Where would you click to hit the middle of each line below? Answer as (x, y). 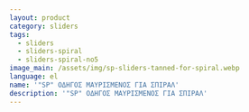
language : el (34, 77)
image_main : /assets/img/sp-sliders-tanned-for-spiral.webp (125, 69)
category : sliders (44, 26)
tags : (19, 34)
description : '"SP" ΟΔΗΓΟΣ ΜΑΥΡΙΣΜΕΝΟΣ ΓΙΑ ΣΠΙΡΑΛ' (108, 93)
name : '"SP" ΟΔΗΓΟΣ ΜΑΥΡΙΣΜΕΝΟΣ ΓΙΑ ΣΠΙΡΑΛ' (94, 85)
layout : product (40, 18)
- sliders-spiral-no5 (58, 60)
